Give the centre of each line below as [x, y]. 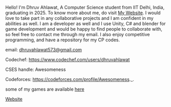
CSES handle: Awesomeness [36, 69]
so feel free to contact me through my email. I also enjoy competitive [78, 34]
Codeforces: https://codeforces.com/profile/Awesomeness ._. [70, 79]
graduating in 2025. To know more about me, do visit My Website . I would [83, 13]
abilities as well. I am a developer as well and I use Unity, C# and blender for [85, 23]
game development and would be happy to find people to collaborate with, [84, 29]
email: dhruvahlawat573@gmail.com [44, 50]
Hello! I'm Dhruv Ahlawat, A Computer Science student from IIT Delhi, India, [85, 7]
